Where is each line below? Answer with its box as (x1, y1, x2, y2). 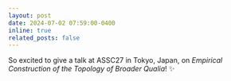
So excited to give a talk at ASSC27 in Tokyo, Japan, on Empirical (8, 56, 223, 65)
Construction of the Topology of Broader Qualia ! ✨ (8, 64, 175, 74)
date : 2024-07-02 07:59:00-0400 (8, 19, 115, 27)
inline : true (8, 26, 52, 34)
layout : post (8, 11, 52, 20)
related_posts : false (8, 33, 80, 42)
